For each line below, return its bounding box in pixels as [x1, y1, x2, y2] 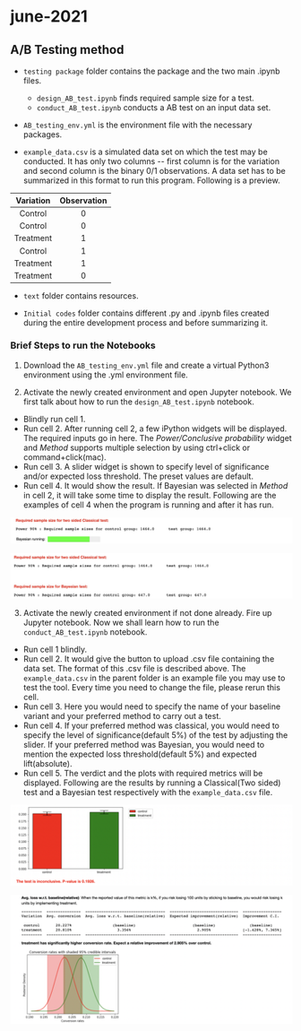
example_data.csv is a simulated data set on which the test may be [22, 146, 268, 157]
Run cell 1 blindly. [22, 644, 88, 655]
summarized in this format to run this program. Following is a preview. [22, 175, 280, 186]
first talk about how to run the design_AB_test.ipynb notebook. [22, 396, 254, 407]
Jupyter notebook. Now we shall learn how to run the [22, 617, 219, 628]
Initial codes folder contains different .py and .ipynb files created [22, 308, 270, 318]
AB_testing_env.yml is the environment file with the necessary [22, 119, 253, 130]
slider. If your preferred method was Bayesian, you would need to [22, 740, 265, 750]
